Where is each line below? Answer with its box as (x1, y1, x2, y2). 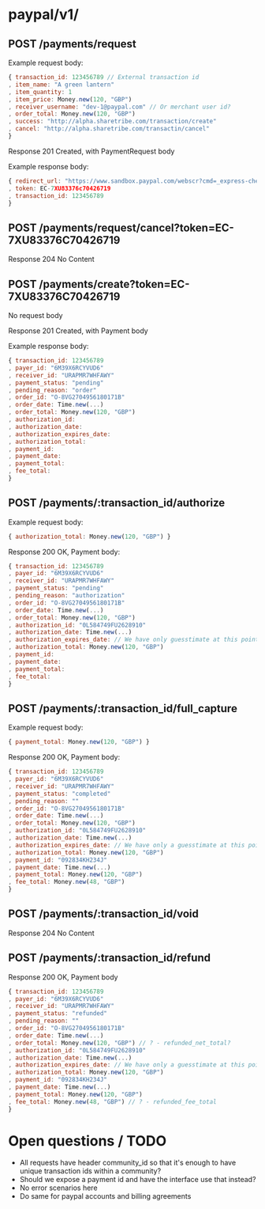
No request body (8, 311, 63, 320)
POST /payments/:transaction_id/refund (8, 951, 211, 965)
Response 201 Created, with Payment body (8, 326, 148, 335)
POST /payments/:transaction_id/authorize (8, 496, 226, 510)
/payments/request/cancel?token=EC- (39, 221, 234, 234)
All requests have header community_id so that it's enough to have (19, 1158, 237, 1168)
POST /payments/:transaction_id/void (8, 908, 199, 921)
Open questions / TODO (8, 1131, 167, 1150)
